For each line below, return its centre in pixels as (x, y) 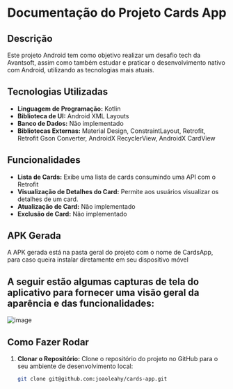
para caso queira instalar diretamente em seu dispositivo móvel (98, 260)
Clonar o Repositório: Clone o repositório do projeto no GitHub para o (118, 359)
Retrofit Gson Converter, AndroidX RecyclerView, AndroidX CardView (116, 138)
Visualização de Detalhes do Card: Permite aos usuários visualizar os (118, 191)
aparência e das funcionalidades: (81, 303)
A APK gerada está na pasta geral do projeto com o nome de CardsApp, (110, 253)
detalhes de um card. (48, 199)
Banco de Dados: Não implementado (70, 123)
